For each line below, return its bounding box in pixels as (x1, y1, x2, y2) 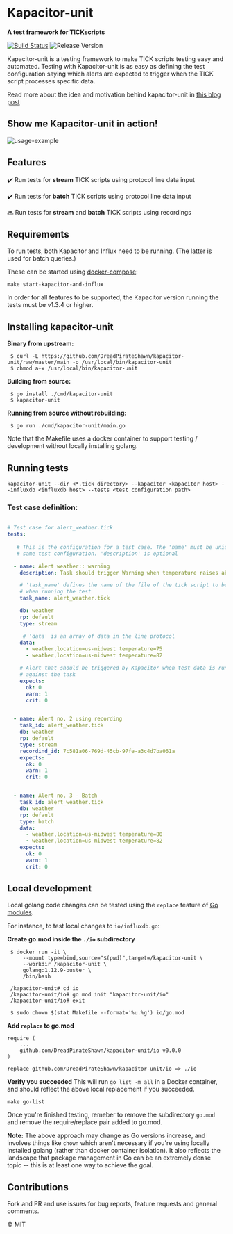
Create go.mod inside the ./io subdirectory (7, 935, 135, 944)
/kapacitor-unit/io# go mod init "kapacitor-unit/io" (10, 992, 169, 998)
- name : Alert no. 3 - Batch (13, 792, 98, 800)
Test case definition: (7, 502, 78, 512)
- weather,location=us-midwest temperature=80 (25, 831, 163, 838)
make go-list (7, 1099, 45, 1105)
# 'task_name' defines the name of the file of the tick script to (19, 582, 218, 589)
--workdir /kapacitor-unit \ (22, 961, 107, 968)
